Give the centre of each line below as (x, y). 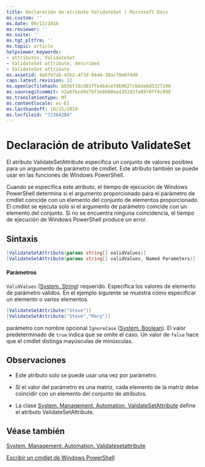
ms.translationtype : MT (37, 98)
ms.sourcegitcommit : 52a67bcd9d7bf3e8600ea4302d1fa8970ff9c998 (89, 92)
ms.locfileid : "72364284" (39, 115)
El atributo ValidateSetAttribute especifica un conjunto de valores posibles (100, 162)
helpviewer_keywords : (34, 52)
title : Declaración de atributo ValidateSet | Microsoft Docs (87, 12)
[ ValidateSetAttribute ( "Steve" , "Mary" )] (59, 316)
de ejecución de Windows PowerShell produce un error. (77, 220)
